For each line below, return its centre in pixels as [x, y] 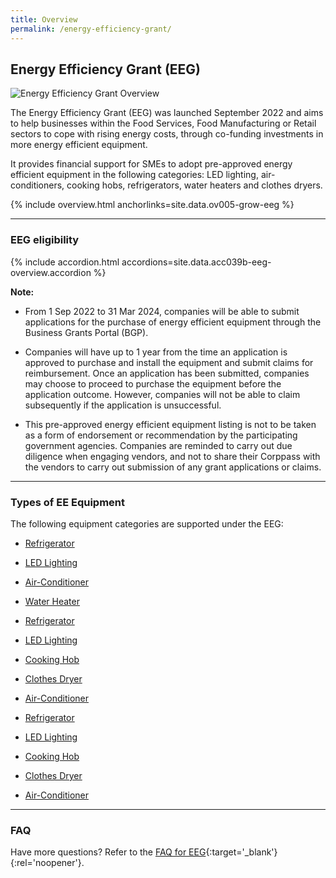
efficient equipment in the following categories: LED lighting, [134, 175]
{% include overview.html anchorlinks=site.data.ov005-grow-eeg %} [152, 205]
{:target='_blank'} [241, 852]
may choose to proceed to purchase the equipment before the [153, 383]
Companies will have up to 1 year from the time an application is [156, 352]
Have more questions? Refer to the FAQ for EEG [108, 852]
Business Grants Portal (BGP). [86, 332]
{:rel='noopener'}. [47, 863]
